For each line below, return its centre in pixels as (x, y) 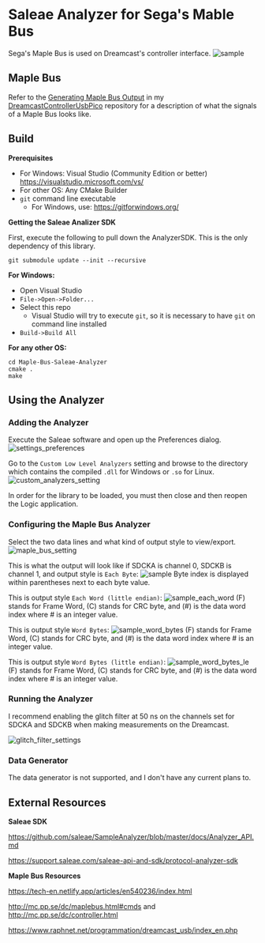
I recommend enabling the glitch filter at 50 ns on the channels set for (121, 716)
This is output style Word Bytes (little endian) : (87, 662)
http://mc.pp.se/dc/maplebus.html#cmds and (82, 906)
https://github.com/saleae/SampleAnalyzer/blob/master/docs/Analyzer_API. (131, 836)
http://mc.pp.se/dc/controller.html (63, 915)
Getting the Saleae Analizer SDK (62, 222)
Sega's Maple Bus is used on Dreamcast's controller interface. (110, 53)
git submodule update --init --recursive (77, 260)
